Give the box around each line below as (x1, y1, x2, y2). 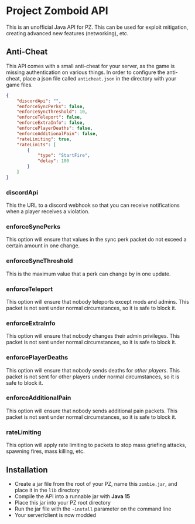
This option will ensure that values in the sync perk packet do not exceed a (6, 236, 187, 243)
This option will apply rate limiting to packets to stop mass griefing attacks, (6, 442, 187, 449)
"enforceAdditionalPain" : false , (16, 130, 98, 136)
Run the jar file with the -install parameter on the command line (14, 505, 172, 512)
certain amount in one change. (6, 242, 80, 249)
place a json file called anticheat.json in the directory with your (22, 75, 177, 82)
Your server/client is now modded (14, 511, 97, 518)
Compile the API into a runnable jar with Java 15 (14, 492, 131, 500)
